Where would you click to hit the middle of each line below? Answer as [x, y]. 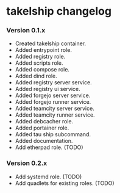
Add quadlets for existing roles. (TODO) [65, 183]
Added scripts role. [39, 63]
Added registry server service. [54, 82]
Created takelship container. [51, 43]
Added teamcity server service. [55, 109]
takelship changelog [59, 11]
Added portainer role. [42, 128]
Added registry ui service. [48, 89]
